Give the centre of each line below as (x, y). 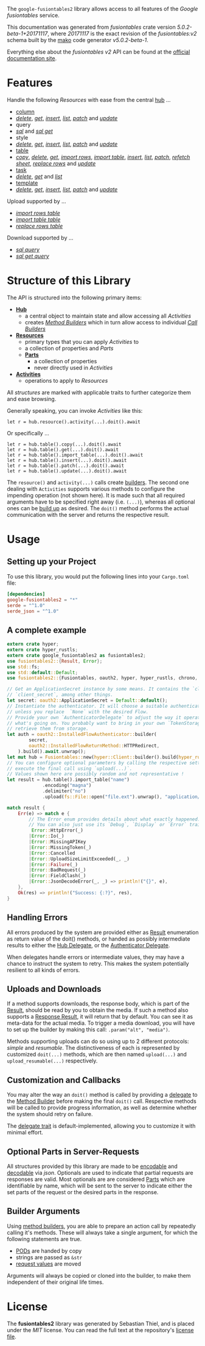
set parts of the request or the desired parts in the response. (83, 1192)
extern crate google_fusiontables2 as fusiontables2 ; (77, 655)
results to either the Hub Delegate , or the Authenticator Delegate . (89, 945)
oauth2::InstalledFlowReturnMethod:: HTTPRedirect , (94, 746)
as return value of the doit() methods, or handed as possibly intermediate (99, 939)
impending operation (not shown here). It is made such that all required (96, 495)
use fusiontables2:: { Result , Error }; (55, 661)
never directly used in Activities (73, 368)
